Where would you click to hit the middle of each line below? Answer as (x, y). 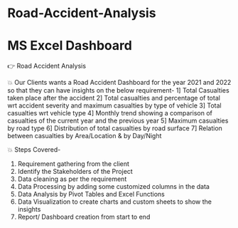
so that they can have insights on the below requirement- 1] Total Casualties (118, 90)
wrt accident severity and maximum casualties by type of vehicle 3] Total (114, 105)
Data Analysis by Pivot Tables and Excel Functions (91, 195)
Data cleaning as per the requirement (72, 179)
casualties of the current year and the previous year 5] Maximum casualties (118, 121)
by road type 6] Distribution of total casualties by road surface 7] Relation (115, 128)
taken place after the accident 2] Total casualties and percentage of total (114, 98)
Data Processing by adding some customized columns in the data (113, 187)
